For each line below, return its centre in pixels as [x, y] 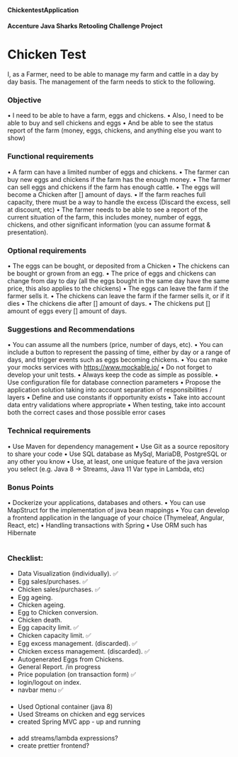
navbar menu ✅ [40, 690]
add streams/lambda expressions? [68, 738]
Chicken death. [40, 620]
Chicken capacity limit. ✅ [54, 636]
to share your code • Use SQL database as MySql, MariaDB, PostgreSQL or [117, 454]
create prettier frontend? [53, 745]
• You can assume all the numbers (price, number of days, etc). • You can [115, 345]
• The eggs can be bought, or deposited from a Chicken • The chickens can [119, 266]
